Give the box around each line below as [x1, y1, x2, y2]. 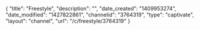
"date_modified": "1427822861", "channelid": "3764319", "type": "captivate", [5, 11, 194, 18]
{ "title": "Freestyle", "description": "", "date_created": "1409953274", [5, 5, 177, 12]
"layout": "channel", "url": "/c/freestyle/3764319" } [5, 18, 131, 24]
